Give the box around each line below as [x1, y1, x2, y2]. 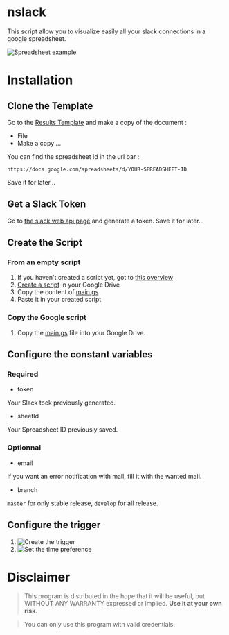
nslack [7, 4, 46, 20]
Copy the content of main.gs [17, 288, 99, 296]
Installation [7, 72, 73, 88]
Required [7, 369, 39, 379]
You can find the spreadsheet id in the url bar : [7, 152, 140, 160]
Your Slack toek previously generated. [7, 398, 116, 407]
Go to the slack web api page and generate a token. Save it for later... [7, 217, 204, 225]
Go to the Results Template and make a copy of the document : [7, 118, 187, 126]
